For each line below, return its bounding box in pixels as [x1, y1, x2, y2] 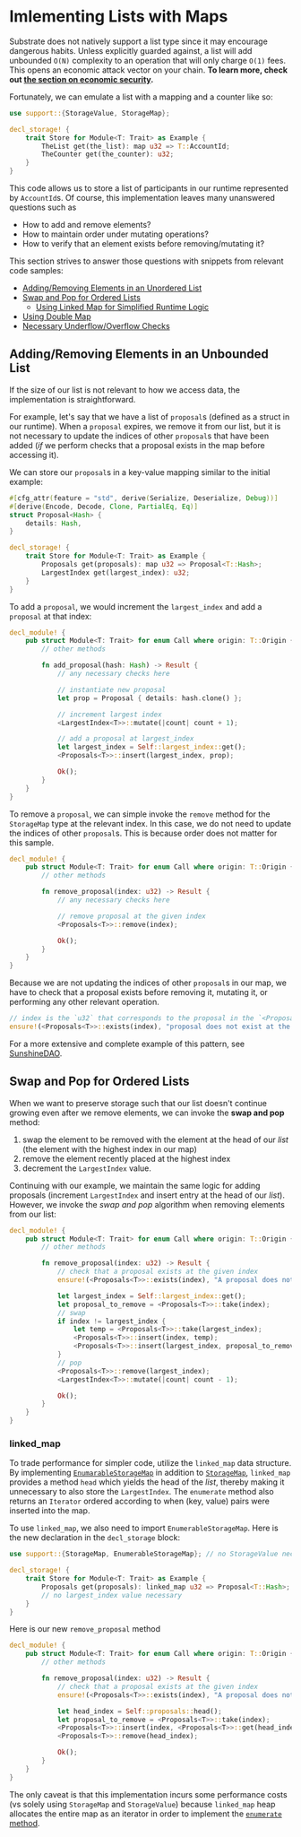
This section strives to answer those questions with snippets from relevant [9, 256, 284, 266]
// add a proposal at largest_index [56, 734, 194, 743]
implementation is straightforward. [9, 394, 136, 404]
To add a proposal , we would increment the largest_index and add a [9, 601, 262, 611]
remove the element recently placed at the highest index [21, 1153, 231, 1164]
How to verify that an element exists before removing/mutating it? [21, 238, 265, 249]
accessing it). [9, 449, 60, 460]
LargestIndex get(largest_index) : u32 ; [41, 568, 191, 577]
